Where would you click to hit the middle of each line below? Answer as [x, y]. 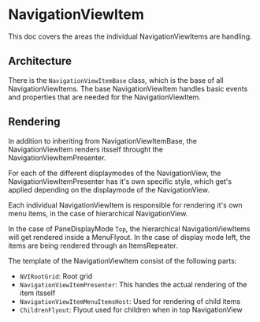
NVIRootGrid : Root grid [56, 276]
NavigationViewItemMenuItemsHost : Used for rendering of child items [130, 301]
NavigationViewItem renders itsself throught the [86, 149]
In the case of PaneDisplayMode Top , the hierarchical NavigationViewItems [129, 228]
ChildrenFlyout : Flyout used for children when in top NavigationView [131, 309]
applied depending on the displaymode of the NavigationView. [109, 189]
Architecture [40, 61]
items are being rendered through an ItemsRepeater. [93, 245]
